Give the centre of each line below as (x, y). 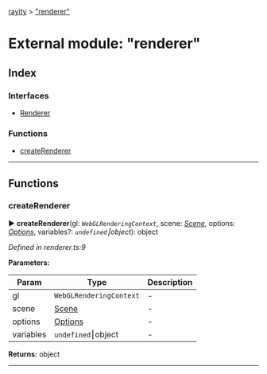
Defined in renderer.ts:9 (47, 247)
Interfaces (29, 95)
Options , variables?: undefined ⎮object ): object (83, 232)
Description (170, 282)
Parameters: (29, 263)
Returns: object (34, 354)
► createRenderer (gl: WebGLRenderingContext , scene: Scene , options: (122, 223)
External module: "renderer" (104, 44)
